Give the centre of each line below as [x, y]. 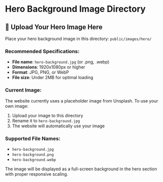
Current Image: [23, 90]
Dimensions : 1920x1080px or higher [49, 67]
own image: [17, 106]
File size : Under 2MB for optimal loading [53, 78]
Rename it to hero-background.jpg [46, 121]
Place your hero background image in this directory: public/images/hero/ [78, 39]
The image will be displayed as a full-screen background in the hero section [81, 169]
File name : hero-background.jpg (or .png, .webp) [61, 62]
